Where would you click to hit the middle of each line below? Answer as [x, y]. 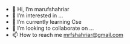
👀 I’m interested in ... [37, 15]
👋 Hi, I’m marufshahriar [41, 9]
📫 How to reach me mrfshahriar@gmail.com [68, 35]
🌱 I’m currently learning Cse [47, 22]
